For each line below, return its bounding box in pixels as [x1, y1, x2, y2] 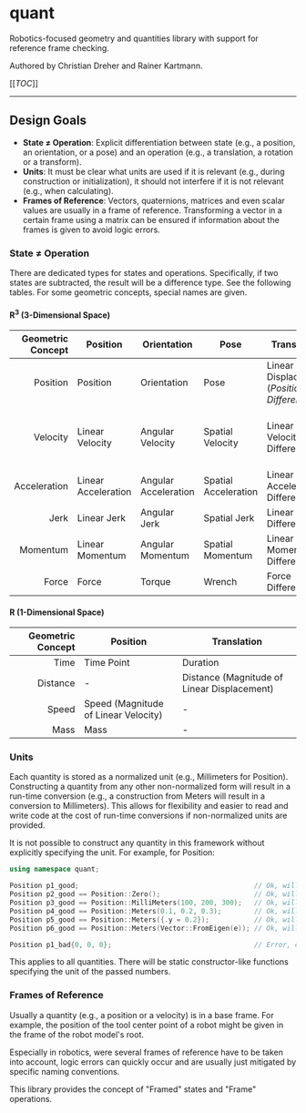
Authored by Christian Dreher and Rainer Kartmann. [9, 60, 203, 71]
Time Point [84, 657, 130, 669]
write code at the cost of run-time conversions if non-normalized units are [9, 810, 288, 822]
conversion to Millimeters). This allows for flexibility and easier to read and [9, 801, 289, 812]
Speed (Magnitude [84, 698, 164, 710]
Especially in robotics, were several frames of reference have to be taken [9, 1047, 284, 1057]
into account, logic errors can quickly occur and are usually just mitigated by [9, 1056, 297, 1067]
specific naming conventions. [9, 1066, 120, 1077]
